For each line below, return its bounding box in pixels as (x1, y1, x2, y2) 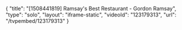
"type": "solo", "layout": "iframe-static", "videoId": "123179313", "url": (5, 11, 177, 18)
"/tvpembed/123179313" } (5, 18, 70, 24)
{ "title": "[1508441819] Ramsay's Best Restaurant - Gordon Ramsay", (5, 5, 177, 12)
